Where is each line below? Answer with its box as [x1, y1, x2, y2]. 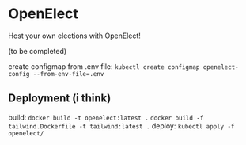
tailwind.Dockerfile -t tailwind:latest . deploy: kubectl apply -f [8, 120, 235, 131]
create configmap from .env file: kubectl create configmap [8, 61, 200, 71]
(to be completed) [8, 46, 67, 55]
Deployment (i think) [8, 92, 112, 105]
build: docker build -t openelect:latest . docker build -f [8, 113, 204, 122]
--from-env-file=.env [32, 70, 104, 78]
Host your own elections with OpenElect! [8, 31, 141, 40]
